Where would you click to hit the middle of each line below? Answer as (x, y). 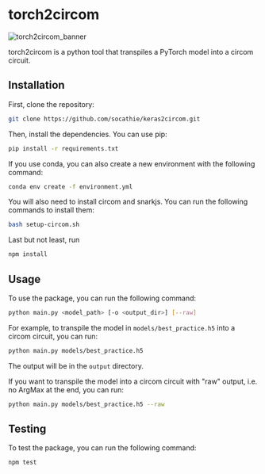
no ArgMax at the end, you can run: (66, 389)
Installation (36, 85)
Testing (27, 428)
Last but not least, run (44, 240)
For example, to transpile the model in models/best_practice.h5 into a (122, 327)
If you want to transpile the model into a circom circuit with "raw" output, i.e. (133, 381)
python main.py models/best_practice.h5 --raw (86, 404)
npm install (28, 254)
